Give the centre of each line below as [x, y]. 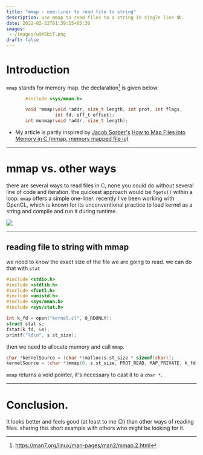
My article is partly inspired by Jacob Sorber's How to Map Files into [100, 132]
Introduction [38, 70]
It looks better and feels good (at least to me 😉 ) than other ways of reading [100, 422]
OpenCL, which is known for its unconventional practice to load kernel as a [99, 205]
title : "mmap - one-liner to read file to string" [71, 12]
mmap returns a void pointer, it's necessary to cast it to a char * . [85, 375]
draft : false [23, 40]
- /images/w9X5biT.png [37, 34]
